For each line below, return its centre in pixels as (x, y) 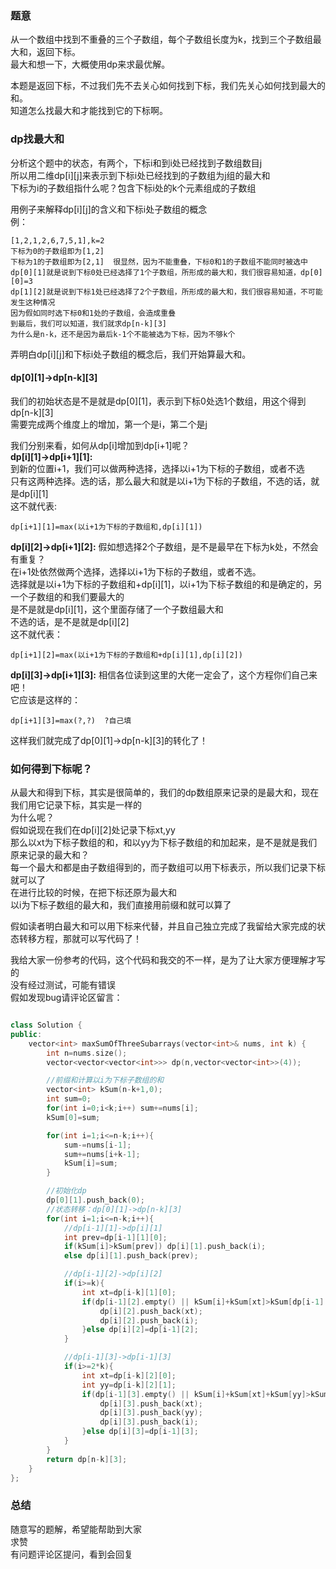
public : (26, 1034)
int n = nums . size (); (87, 1053)
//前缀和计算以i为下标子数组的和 (105, 1080)
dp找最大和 (37, 139)
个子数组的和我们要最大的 (71, 596)
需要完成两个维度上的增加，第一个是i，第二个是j (109, 424)
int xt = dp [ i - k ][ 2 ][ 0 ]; (129, 1375)
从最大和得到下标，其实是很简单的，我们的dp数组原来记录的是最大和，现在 (165, 793)
